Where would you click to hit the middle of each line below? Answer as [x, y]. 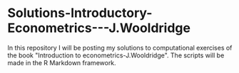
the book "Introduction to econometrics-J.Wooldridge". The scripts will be [116, 55]
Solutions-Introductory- [80, 13]
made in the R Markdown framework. [62, 62]
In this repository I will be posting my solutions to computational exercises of [120, 47]
